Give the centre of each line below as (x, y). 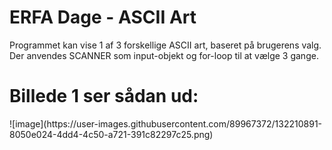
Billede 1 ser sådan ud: (104, 96)
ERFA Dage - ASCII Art (103, 17)
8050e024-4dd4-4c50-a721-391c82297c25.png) (111, 134)
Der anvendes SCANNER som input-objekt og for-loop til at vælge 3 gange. (164, 55)
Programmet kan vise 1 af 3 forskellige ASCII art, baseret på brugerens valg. (165, 45)
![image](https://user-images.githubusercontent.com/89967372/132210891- (166, 123)
